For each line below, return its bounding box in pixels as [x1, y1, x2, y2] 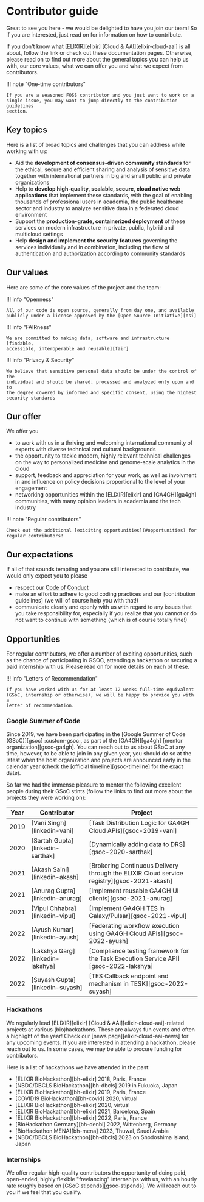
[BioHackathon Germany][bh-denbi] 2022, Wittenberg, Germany [15, 1120, 177, 1128]
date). [6, 769, 21, 777]
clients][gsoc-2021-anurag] [89, 894, 173, 903]
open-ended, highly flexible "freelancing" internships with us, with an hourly [6, 1175, 197, 1183]
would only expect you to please [6, 572, 88, 579]
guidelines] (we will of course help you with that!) [15, 597, 138, 604]
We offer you [6, 428, 39, 435]
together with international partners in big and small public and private [15, 172, 191, 179]
